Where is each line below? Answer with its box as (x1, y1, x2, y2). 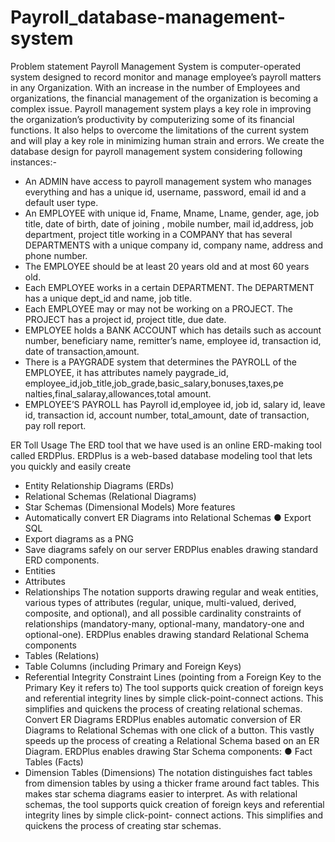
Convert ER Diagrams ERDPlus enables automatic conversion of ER (24, 713, 302, 725)
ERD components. (24, 554, 100, 566)
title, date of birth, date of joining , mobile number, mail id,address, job (24, 217, 314, 230)
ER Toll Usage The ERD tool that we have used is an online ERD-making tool (10, 439, 322, 451)
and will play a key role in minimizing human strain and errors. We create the (10, 134, 325, 146)
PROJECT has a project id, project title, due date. (24, 313, 227, 325)
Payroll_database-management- (10, 6, 286, 29)
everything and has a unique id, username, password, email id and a (24, 186, 307, 198)
